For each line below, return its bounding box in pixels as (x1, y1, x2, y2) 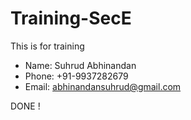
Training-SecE (10, 7, 132, 30)
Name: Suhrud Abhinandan (24, 59, 137, 71)
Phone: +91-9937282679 (24, 70, 129, 82)
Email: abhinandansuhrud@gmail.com (24, 80, 182, 92)
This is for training (10, 40, 85, 52)
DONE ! (10, 100, 41, 112)
